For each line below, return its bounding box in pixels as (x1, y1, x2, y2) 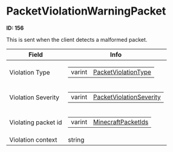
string (68, 135, 85, 144)
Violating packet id (9, 118, 62, 127)
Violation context (9, 135, 57, 144)
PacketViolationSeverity (93, 93, 162, 101)
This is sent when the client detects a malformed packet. (6, 36, 148, 43)
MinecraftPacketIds (93, 117, 149, 126)
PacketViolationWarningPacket (6, 4, 166, 18)
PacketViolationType (93, 68, 151, 76)
